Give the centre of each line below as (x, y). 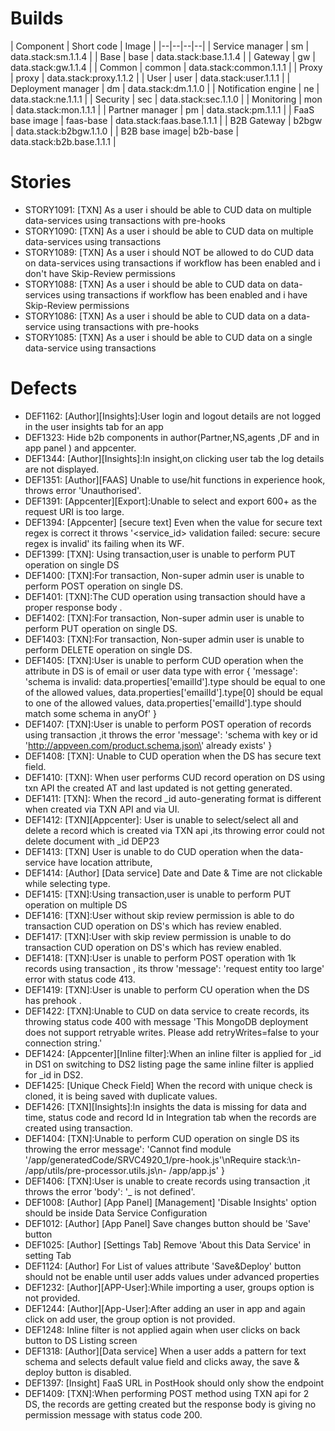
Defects (44, 388)
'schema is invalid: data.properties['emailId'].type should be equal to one (175, 681)
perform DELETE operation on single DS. (108, 649)
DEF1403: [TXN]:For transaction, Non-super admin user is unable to (164, 639)
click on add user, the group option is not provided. (130, 1319)
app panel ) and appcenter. (80, 448)
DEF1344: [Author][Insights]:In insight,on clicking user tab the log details (174, 458)
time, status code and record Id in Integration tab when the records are (170, 1117)
